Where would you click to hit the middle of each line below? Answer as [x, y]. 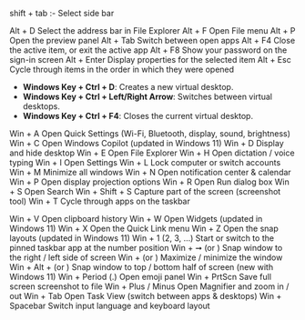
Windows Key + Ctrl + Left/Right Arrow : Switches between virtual [147, 96]
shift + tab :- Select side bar [62, 13]
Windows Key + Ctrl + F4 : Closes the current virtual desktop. [137, 116]
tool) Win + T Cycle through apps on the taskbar [100, 201]
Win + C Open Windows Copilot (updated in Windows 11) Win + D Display [147, 143]
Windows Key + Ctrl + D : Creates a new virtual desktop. [128, 87]
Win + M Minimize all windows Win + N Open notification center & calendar [150, 172]
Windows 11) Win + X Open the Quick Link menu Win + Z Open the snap [144, 228]
